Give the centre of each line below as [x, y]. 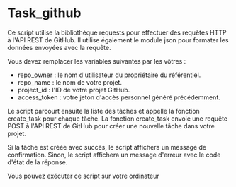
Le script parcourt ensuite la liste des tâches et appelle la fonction [103, 111]
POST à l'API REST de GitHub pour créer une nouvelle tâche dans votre [111, 126]
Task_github [44, 13]
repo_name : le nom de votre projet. [70, 82]
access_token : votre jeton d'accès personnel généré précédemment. [119, 97]
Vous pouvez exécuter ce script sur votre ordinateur [83, 176]
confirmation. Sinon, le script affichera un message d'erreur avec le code [114, 155]
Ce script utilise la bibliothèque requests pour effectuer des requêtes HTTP [117, 32]
